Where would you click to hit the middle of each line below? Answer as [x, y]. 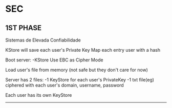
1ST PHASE [24, 28]
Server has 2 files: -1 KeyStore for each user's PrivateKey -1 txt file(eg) [80, 80]
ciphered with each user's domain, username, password [64, 85]
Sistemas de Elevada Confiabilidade [43, 40]
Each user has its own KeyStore [39, 95]
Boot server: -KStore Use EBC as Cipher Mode [54, 60]
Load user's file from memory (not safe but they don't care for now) [77, 70]
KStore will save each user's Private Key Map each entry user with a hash [83, 50]
